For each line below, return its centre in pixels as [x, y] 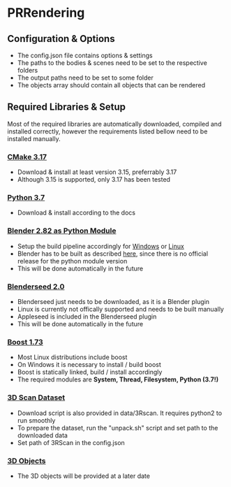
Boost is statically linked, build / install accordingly [90, 372]
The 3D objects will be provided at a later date [83, 476]
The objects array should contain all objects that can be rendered [111, 85]
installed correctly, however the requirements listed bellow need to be [107, 131]
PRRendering [46, 13]
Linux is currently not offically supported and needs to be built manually [121, 309]
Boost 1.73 [25, 342]
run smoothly [36, 420]
